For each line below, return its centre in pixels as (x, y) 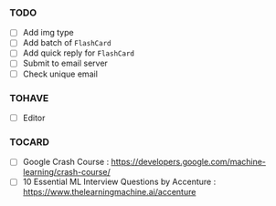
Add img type (48, 33)
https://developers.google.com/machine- (189, 162)
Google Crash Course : (66, 162)
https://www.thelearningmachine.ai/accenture (109, 192)
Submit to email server (65, 63)
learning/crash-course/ (67, 172)
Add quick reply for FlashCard (79, 53)
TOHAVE (29, 98)
